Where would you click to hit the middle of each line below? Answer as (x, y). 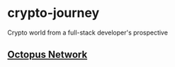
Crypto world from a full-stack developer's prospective (88, 32)
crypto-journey (53, 13)
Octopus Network (47, 55)
